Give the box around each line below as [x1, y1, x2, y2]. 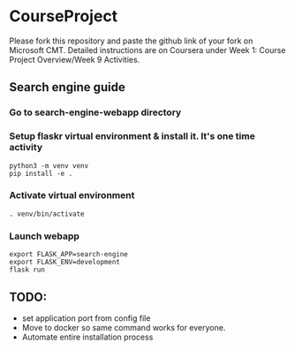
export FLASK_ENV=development [9, 258, 121, 267]
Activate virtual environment [9, 189, 135, 202]
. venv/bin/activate [9, 210, 86, 218]
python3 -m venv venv [9, 161, 89, 170]
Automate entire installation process [21, 332, 154, 342]
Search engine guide [9, 80, 125, 95]
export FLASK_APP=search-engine [9, 250, 128, 259]
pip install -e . [9, 169, 73, 178]
